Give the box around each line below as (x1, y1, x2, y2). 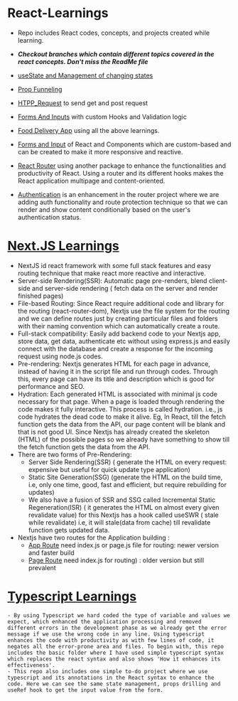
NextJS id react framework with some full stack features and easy (17, 261, 212, 269)
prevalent (28, 563, 57, 572)
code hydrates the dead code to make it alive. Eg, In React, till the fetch (17, 412, 226, 421)
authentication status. (17, 213, 82, 221)
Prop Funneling (17, 85, 63, 93)
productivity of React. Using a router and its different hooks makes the (17, 168, 224, 177)
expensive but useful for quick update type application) (28, 465, 190, 473)
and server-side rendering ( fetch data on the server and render (31, 284, 219, 292)
